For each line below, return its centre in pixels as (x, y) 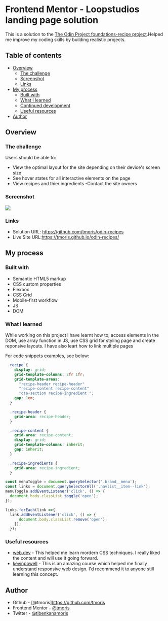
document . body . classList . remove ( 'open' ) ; (63, 519)
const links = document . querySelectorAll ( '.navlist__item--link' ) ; (78, 487)
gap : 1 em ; (25, 398)
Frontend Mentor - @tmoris (41, 608)
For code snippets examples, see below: (47, 356)
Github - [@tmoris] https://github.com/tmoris (59, 603)
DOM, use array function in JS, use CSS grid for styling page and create (80, 340)
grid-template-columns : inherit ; (50, 445)
